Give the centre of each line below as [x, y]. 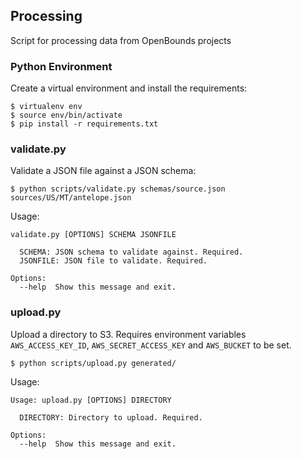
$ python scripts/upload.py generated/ [93, 363]
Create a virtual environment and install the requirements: [129, 88]
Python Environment [61, 66]
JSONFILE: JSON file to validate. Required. [113, 261]
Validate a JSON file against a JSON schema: [103, 171]
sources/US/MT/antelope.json [71, 198]
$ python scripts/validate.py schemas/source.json [118, 189]
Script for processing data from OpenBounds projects [121, 40]
